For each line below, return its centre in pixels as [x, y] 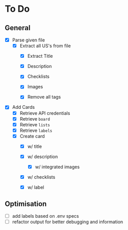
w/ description [43, 156]
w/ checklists [41, 177]
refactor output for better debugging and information [68, 222]
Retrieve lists [35, 124]
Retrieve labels [36, 130]
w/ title [34, 146]
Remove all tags [44, 97]
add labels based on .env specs [46, 216]
